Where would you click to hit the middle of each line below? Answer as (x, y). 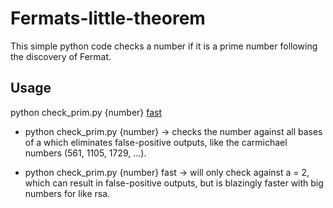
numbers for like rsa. (67, 193)
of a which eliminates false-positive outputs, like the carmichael (156, 142)
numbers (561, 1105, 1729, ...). (85, 153)
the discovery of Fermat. (61, 56)
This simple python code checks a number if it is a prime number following (164, 46)
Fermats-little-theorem (108, 18)
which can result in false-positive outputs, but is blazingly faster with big (174, 183)
